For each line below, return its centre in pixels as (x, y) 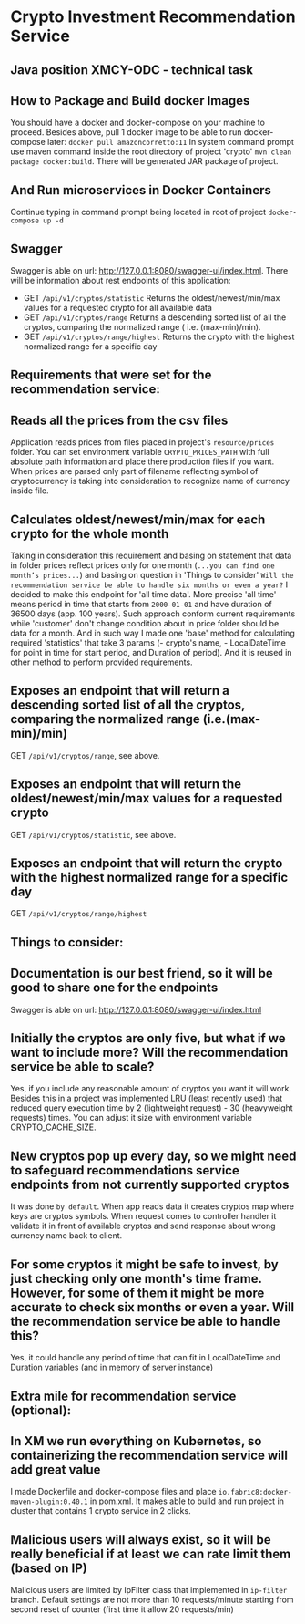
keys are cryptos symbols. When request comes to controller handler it (143, 1216)
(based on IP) (49, 1568)
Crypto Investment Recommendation (153, 17)
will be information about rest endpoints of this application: (121, 281)
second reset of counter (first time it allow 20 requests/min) (122, 1609)
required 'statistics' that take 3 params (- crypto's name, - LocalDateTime (148, 643)
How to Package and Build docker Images (130, 101)
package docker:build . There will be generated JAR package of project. (144, 161)
